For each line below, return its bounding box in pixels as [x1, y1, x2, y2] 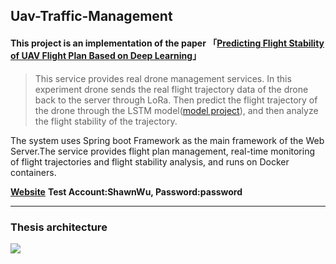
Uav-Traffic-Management [10, 8, 173, 25]
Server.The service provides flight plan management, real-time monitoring [10, 145, 316, 157]
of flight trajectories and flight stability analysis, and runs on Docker [10, 155, 290, 168]
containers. [10, 166, 57, 178]
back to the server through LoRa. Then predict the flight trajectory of [34, 94, 318, 106]
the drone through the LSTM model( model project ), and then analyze [34, 104, 319, 116]
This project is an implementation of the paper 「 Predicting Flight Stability [10, 37, 325, 49]
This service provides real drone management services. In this [34, 72, 292, 84]
